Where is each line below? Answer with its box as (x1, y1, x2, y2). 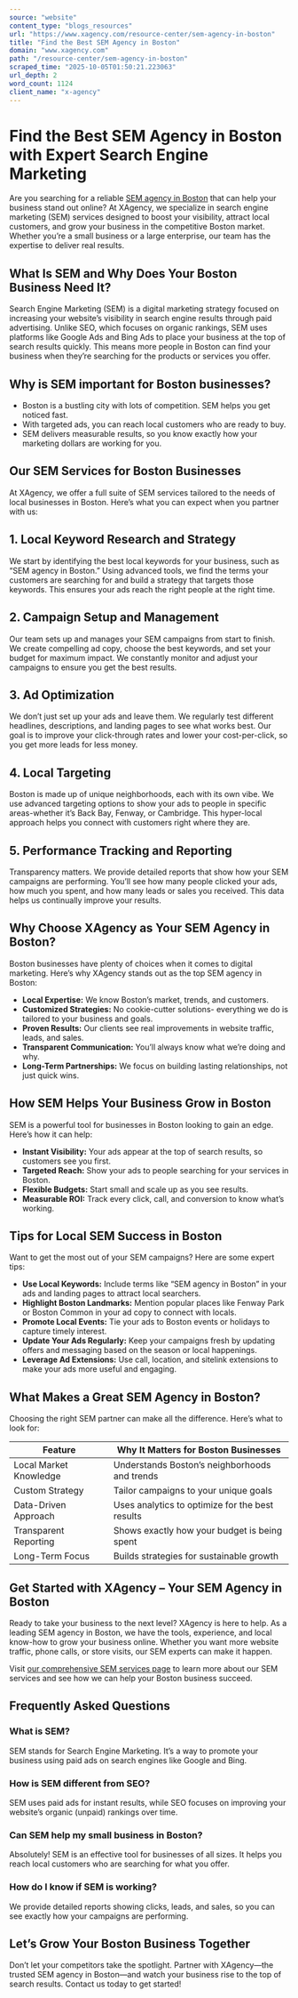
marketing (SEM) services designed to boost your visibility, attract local (9, 212, 271, 222)
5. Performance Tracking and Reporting (9, 842, 232, 858)
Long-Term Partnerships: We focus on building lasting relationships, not (21, 1060, 288, 1071)
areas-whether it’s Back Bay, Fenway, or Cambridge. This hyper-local (9, 808, 263, 818)
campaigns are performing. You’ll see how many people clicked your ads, (9, 875, 278, 886)
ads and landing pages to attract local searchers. (21, 1288, 201, 1299)
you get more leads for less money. (9, 739, 138, 750)
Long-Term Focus (13, 1550, 90, 1562)
